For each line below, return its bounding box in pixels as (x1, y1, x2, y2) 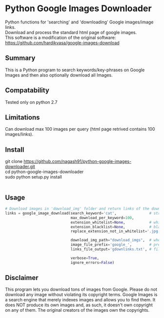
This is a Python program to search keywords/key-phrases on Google (5, 67, 145, 73)
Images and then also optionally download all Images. (5, 72, 113, 78)
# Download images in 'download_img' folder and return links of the (5, 206, 150, 211)
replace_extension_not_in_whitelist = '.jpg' (70, 229, 161, 234)
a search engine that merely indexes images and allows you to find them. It (5, 297, 156, 303)
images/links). (5, 131, 33, 137)
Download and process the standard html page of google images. (5, 29, 137, 35)
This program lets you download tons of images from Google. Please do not (5, 286, 158, 293)
